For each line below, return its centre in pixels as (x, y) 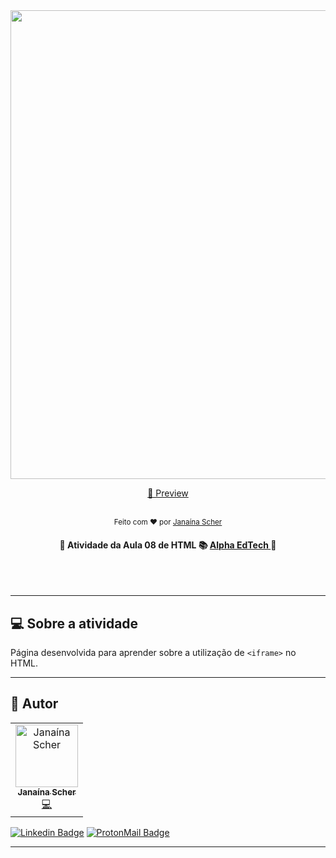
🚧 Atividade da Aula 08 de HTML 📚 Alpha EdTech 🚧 (168, 545)
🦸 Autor (34, 704)
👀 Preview (168, 493)
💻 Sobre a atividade (74, 623)
